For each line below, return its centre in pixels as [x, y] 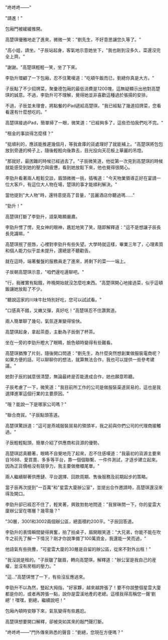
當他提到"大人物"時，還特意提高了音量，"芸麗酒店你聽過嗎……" [70, 195]
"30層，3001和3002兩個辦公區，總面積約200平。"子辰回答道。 [71, 521]
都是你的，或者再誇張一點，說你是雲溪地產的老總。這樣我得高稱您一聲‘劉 [80, 594]
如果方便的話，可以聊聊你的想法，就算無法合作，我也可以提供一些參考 [78, 360]
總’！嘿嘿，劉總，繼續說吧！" [36, 600]
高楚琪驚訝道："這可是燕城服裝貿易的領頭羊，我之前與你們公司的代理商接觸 [83, 426]
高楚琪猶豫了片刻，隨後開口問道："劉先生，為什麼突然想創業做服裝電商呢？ [83, 353]
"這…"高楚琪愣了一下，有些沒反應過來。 [46, 577]
